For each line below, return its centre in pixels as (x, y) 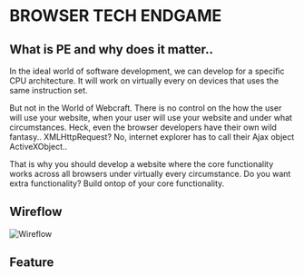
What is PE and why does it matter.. (111, 49)
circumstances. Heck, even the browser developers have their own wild (143, 127)
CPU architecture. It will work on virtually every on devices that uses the (144, 81)
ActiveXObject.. (39, 147)
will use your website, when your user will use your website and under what (151, 118)
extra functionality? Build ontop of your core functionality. (117, 183)
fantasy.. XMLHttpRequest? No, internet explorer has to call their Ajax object (152, 137)
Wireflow (36, 212)
